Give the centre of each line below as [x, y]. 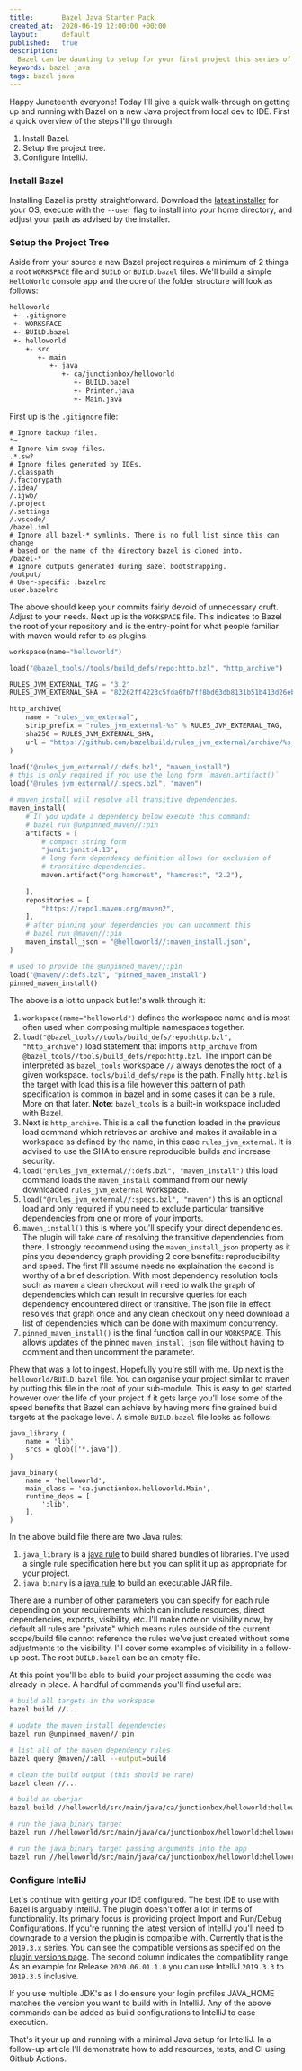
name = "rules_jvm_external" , [82, 717]
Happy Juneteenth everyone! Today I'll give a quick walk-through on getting [150, 102]
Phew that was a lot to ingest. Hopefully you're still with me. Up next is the [147, 1369]
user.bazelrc [34, 590]
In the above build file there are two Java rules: [96, 1537]
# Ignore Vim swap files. [58, 449]
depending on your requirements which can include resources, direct [137, 1610]
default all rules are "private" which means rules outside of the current [140, 1629]
